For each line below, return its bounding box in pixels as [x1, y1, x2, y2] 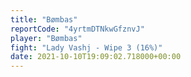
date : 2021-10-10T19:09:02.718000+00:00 [10, 52, 182, 62]
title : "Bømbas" [10, 14, 78, 25]
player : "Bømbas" [10, 33, 83, 43]
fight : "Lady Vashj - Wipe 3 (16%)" [10, 42, 163, 53]
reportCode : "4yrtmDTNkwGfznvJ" [10, 24, 145, 34]
